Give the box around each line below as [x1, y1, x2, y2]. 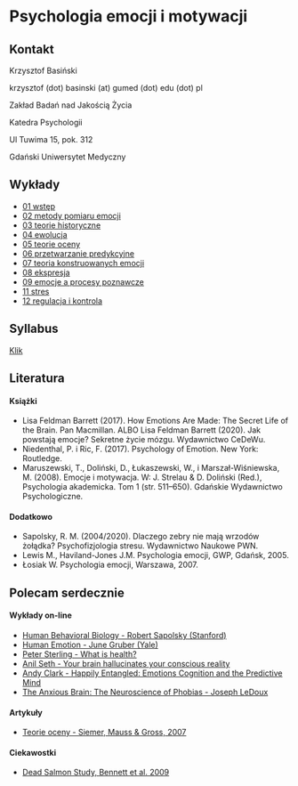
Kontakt [9, 42, 55, 57]
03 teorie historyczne [21, 220, 101, 231]
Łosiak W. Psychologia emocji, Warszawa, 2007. [21, 559, 198, 571]
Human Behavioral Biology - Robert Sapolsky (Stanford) [21, 630, 227, 641]
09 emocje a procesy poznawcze [21, 276, 145, 287]
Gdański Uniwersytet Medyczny [9, 151, 126, 162]
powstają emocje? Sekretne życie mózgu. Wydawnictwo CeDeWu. [21, 434, 266, 445]
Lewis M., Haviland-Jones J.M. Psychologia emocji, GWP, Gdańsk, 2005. [21, 550, 289, 561]
